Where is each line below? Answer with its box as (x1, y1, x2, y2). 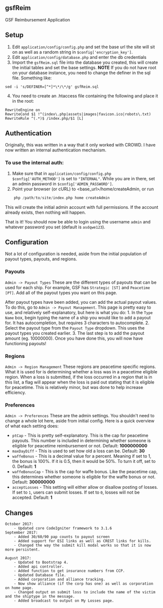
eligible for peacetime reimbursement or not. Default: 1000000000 (12, 443, 147, 449)
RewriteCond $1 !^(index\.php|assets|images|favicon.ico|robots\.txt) (5, 111, 151, 116)
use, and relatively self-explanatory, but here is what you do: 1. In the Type (5, 309, 153, 315)
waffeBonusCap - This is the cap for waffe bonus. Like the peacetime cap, (12, 469, 158, 475)
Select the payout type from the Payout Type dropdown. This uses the (5, 325, 145, 331)
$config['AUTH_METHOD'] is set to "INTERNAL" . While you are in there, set (12, 175, 155, 182)
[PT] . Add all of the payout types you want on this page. (5, 290, 118, 295)
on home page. (5, 586, 34, 590)
